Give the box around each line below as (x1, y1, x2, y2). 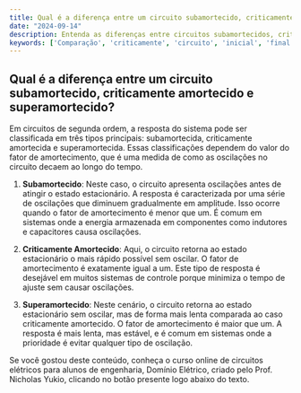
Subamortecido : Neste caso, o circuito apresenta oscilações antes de (21, 179, 282, 189)
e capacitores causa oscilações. (21, 226, 142, 238)
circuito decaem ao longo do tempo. (9, 162, 143, 172)
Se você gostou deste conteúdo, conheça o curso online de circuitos (9, 355, 264, 366)
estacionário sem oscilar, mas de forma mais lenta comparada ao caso (21, 309, 284, 319)
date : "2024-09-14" (9, 22, 82, 31)
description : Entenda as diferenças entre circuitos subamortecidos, (9, 30, 275, 39)
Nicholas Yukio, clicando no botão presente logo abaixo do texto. (9, 374, 250, 385)
